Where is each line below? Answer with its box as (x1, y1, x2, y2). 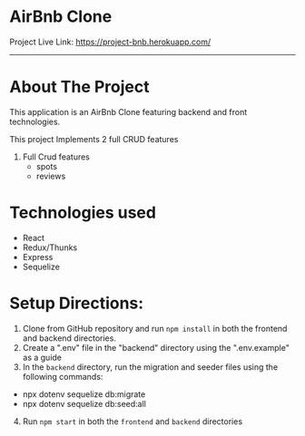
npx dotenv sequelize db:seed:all (22, 398, 147, 409)
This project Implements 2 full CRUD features (9, 133, 179, 144)
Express (22, 251, 54, 262)
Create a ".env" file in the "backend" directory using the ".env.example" (22, 342, 290, 353)
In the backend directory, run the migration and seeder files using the (22, 361, 279, 373)
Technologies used (9, 202, 157, 223)
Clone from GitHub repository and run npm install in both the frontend (22, 323, 288, 334)
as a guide (22, 352, 62, 363)
